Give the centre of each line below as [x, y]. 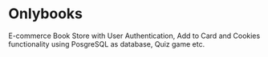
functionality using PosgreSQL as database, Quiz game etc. [107, 44]
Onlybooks [45, 14]
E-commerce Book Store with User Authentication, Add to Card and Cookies [134, 36]
